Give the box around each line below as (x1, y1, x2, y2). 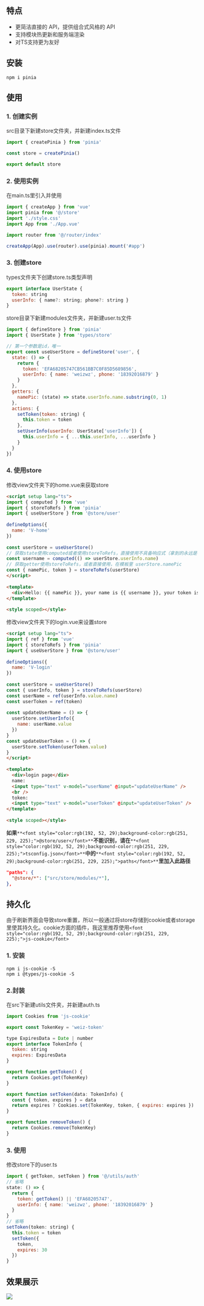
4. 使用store (6, 466, 42, 475)
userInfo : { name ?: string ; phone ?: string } (12, 297, 129, 303)
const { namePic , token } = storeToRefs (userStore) (6, 567, 140, 574)
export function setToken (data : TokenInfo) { (6, 1091, 123, 1097)
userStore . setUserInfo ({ (12, 715, 75, 721)
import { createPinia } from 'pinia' (6, 139, 102, 146)
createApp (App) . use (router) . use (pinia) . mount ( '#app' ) (6, 243, 146, 249)
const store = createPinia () (6, 150, 80, 156)
